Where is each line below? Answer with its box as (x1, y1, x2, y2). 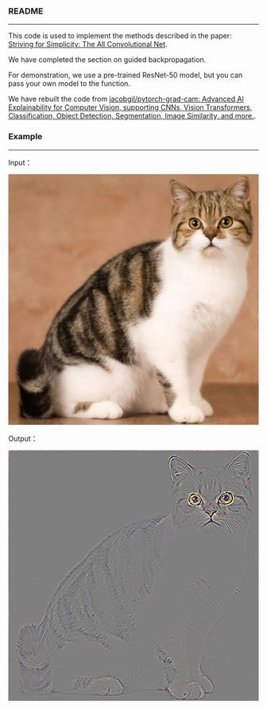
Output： (8, 434, 38, 443)
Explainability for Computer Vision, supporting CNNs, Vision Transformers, (8, 103, 253, 112)
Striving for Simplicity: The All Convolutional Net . (8, 40, 168, 49)
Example (8, 131, 43, 142)
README (8, 6, 44, 17)
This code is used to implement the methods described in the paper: (8, 31, 232, 41)
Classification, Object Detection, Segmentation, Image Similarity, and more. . (8, 111, 257, 121)
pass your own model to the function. (8, 79, 131, 88)
